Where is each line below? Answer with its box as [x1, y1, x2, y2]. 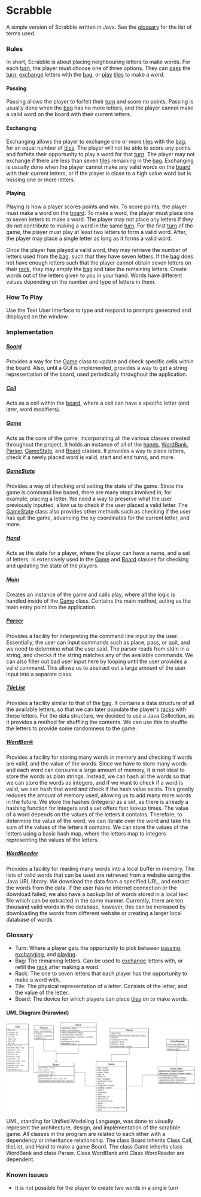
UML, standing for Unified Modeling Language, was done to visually [6, 1117, 173, 1125]
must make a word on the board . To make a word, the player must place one [6, 209, 194, 216]
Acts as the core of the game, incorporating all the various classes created [6, 435, 190, 442]
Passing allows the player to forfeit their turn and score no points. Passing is [6, 98, 194, 105]
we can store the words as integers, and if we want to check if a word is [6, 779, 184, 786]
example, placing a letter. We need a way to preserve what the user [6, 495, 172, 502]
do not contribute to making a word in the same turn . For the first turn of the [6, 222, 193, 229]
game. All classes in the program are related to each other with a [6, 1130, 166, 1137]
